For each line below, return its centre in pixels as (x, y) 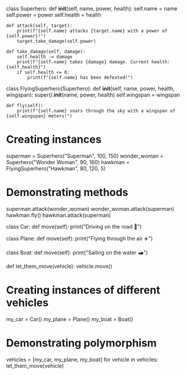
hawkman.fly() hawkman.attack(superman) (58, 215)
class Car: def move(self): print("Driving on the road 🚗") (74, 226)
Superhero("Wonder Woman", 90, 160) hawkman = (68, 162)
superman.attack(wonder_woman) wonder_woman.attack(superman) (90, 209)
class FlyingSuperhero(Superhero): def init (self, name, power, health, (91, 89)
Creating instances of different (83, 290)
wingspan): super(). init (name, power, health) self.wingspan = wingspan (93, 95)
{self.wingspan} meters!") (39, 116)
